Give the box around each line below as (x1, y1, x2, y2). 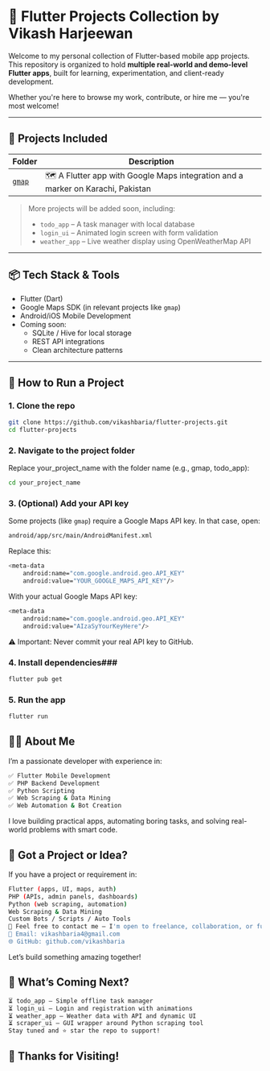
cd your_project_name (8, 479, 81, 487)
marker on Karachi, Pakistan (45, 183, 151, 194)
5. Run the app (8, 694, 66, 705)
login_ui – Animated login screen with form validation (39, 227, 219, 237)
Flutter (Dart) (19, 293, 63, 303)
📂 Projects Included (8, 132, 108, 146)
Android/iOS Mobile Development (19, 310, 131, 321)
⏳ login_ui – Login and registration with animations (8, 1004, 193, 1012)
